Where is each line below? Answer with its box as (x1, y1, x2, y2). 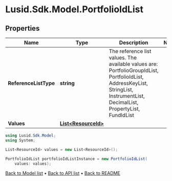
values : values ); (14, 161, 52, 166)
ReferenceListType (8, 80, 55, 86)
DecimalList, (109, 99, 139, 106)
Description (119, 39, 148, 46)
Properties (5, 24, 40, 33)
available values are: (109, 60, 158, 67)
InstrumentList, (109, 93, 145, 99)
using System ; (5, 138, 36, 143)
